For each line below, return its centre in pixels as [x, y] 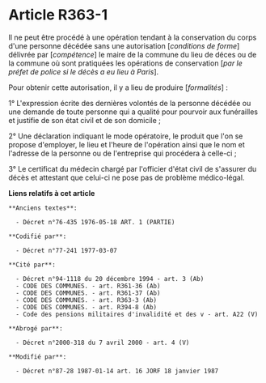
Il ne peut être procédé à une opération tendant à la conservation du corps [133, 37]
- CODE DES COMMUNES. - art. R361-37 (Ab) [88, 293]
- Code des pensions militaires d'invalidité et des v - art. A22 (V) [137, 314]
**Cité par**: [32, 265]
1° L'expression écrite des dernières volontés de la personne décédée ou [130, 103]
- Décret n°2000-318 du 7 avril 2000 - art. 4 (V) [103, 343]
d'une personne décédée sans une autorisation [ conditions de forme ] [124, 45]
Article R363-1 [58, 15]
